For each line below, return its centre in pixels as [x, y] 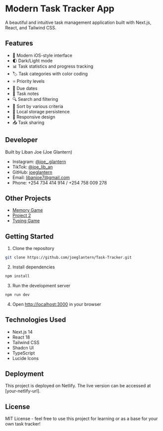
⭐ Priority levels [28, 81]
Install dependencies [34, 267]
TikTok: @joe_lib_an [32, 167]
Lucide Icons [25, 358]
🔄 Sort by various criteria [38, 106]
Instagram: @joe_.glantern [39, 162]
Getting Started [29, 236]
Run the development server [41, 285]
